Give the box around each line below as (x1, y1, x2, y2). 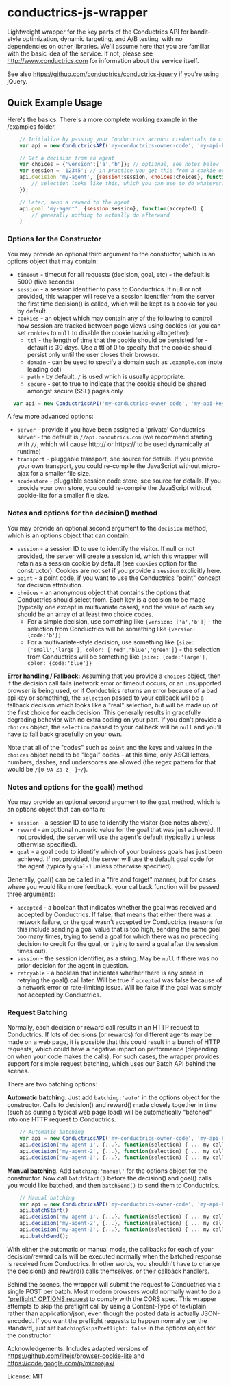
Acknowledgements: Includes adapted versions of (7, 1344, 149, 1352)
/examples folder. (7, 122, 56, 131)
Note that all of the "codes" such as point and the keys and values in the (7, 743, 212, 751)
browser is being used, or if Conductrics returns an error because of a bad (7, 686, 218, 694)
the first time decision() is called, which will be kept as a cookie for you (16, 300, 218, 308)
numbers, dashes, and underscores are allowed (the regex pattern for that (7, 757, 216, 766)
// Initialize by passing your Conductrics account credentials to (19, 136, 216, 143)
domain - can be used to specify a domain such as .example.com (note (27, 358, 223, 366)
